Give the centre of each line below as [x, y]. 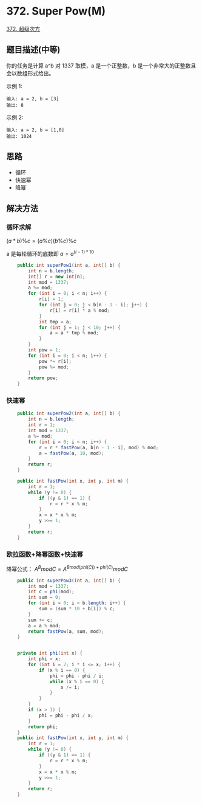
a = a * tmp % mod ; [74, 333]
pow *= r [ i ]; [55, 361]
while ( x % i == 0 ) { [77, 681]
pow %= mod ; [54, 367]
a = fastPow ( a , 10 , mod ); [71, 453]
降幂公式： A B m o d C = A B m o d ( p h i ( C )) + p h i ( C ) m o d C [67, 568]
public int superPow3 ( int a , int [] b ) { [69, 581]
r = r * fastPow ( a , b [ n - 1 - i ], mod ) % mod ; [99, 447]
